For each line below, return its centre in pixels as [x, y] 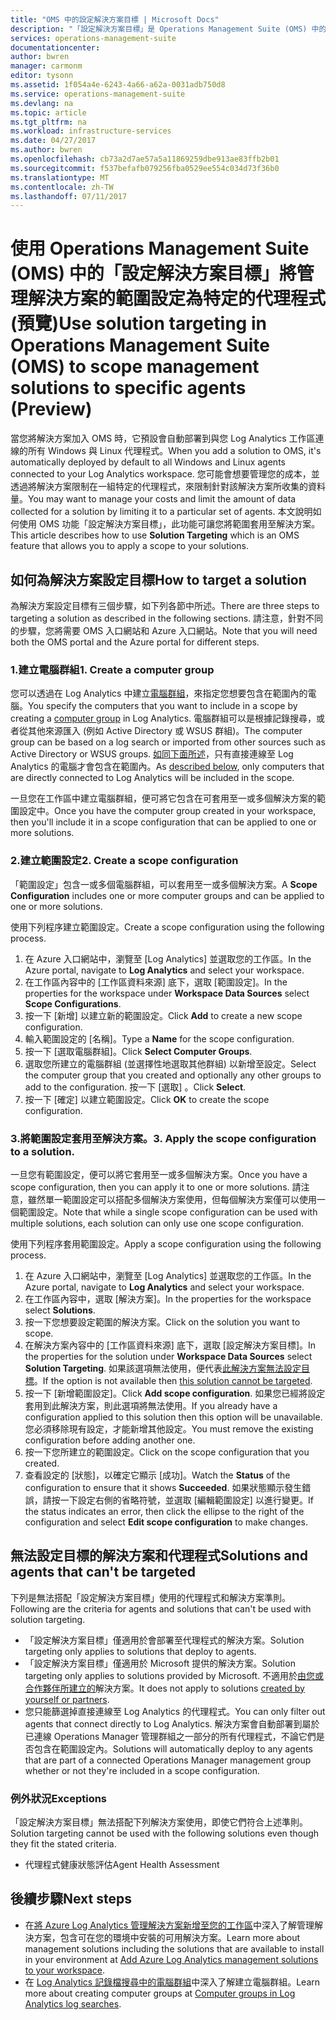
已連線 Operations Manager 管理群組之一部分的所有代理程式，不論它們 [170, 1736]
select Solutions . [60, 1310]
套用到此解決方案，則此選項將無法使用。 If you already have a [151, 1405]
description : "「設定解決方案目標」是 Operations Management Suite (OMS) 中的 [168, 29]
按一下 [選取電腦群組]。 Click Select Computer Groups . [138, 1051]
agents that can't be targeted [103, 1572]
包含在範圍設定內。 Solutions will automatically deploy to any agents [173, 1748]
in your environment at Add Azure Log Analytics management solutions [171, 1959]
